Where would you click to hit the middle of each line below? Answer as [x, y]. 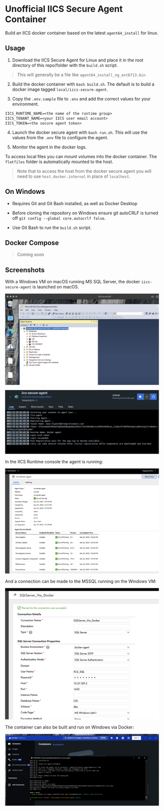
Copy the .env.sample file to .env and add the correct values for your [81, 99]
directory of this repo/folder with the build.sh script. [65, 65]
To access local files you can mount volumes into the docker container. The [81, 156]
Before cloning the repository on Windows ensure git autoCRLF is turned [85, 213]
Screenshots [25, 270]
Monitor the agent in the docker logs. [49, 147]
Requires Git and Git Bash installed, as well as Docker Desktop [75, 203]
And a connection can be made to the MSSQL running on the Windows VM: [81, 581]
